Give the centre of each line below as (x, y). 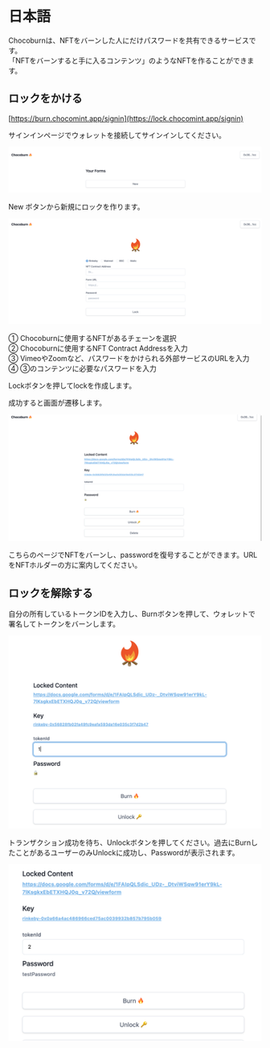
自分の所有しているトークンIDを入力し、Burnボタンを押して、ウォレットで (132, 614)
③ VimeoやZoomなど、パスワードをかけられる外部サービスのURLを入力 (129, 359)
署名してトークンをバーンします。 (64, 624)
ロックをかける (45, 99)
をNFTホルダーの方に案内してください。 (75, 565)
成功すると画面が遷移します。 (57, 403)
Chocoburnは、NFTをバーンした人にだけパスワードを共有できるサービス (129, 40)
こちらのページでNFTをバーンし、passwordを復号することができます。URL (133, 555)
